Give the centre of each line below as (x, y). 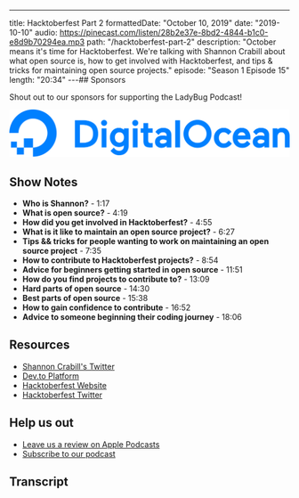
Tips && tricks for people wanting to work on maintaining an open (145, 241)
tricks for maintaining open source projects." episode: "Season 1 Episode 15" (149, 70)
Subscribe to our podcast (69, 453)
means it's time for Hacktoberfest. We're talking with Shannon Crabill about (147, 51)
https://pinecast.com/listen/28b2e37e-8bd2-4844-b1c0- (164, 33)
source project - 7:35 (62, 250)
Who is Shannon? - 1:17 (66, 203)
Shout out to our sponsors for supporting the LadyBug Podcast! (126, 97)
